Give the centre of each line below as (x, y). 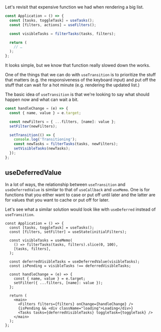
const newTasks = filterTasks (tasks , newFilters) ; (66, 144)
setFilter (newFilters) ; (33, 126)
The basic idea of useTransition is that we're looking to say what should (77, 94)
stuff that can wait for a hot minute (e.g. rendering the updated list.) (72, 85)
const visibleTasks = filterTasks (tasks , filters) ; (63, 33)
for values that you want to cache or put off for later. (57, 200)
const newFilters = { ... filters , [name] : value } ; (63, 122)
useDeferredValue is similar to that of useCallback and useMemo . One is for (78, 189)
